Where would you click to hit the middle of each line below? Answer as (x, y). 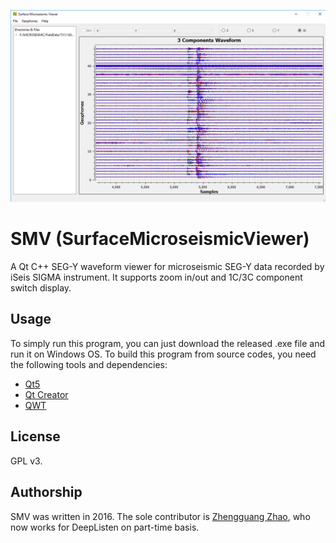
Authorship (46, 492)
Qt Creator (46, 394)
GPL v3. (26, 461)
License (35, 436)
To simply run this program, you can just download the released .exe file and (168, 343)
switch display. (41, 288)
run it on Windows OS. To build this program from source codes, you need (163, 354)
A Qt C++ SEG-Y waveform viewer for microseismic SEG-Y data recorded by (167, 267)
